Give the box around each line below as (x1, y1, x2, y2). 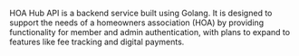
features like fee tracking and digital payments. (9, 36, 185, 47)
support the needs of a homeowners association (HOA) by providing (9, 17, 265, 28)
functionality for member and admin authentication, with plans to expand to (9, 27, 291, 37)
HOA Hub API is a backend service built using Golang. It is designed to (9, 8, 273, 18)
